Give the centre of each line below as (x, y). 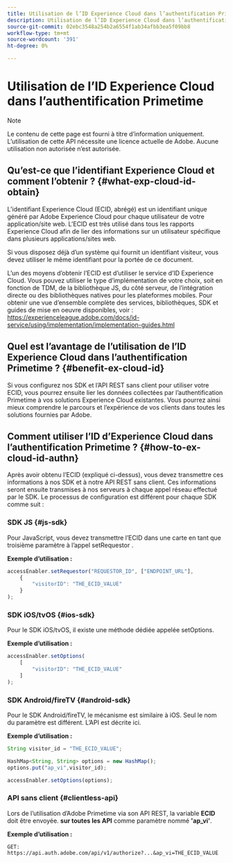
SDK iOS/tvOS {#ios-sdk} (51, 615)
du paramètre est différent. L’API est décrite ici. (74, 723)
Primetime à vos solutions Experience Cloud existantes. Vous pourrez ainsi (114, 400)
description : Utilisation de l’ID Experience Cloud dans (91, 20)
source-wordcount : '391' (43, 40)
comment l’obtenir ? (51, 182)
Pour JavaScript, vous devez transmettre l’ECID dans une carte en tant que (114, 538)
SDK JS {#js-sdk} (37, 522)
